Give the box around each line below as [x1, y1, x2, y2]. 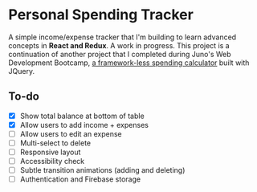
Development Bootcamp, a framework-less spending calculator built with [8, 58, 250, 67]
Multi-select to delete [19, 138, 91, 148]
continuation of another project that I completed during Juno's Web [8, 49, 231, 59]
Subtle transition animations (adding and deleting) [19, 165, 186, 175]
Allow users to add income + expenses [19, 120, 149, 129]
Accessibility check [19, 157, 85, 166]
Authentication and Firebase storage [19, 174, 141, 184]
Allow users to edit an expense [19, 129, 122, 138]
